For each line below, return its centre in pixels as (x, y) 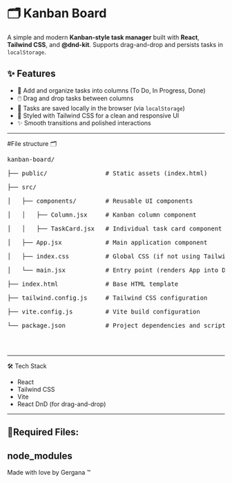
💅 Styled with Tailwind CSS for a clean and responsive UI (98, 116)
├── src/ (22, 187)
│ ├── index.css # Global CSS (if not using (104, 256)
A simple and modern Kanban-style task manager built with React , (104, 37)
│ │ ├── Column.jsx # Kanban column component (102, 215)
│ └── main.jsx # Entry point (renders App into (113, 270)
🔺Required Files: (43, 432)
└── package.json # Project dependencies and (104, 325)
